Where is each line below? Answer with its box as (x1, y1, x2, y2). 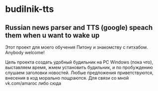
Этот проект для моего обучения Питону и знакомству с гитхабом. (5, 44, 148, 50)
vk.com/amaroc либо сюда (5, 81, 61, 86)
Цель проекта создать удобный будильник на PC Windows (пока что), (5, 59, 154, 65)
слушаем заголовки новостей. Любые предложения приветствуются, (5, 70, 154, 76)
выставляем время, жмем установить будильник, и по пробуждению (5, 65, 153, 70)
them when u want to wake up (5, 31, 100, 39)
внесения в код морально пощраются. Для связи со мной (5, 75, 129, 81)
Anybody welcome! (5, 50, 45, 55)
